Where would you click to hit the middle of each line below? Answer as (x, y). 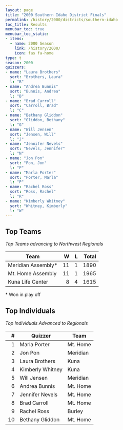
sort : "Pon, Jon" (28, 163)
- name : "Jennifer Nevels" (34, 144)
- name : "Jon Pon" (25, 158)
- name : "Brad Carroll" (31, 101)
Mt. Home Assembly (32, 274)
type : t (14, 58)
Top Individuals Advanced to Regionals (47, 323)
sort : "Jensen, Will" (33, 134)
